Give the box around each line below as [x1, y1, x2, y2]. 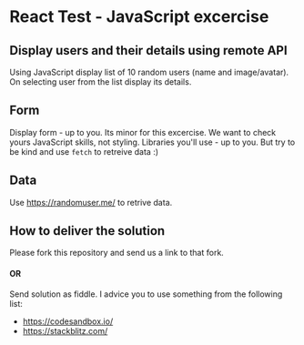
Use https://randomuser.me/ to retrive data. [9, 197, 173, 208]
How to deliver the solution [9, 223, 166, 238]
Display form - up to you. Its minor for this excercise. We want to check [9, 127, 277, 137]
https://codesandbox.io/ [22, 316, 114, 327]
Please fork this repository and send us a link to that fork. [9, 248, 225, 259]
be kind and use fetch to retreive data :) [9, 146, 159, 157]
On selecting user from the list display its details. [9, 76, 192, 87]
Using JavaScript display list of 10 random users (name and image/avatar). [9, 66, 289, 77]
